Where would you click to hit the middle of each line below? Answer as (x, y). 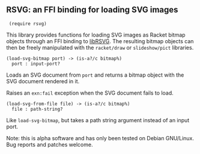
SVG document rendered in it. (43, 81)
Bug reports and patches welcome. (50, 144)
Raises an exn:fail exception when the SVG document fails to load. (90, 93)
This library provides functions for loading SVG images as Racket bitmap (96, 35)
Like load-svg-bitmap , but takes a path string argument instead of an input (98, 120)
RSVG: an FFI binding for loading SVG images (92, 10)
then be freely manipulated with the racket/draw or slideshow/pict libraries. (100, 47)
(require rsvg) (28, 23)
